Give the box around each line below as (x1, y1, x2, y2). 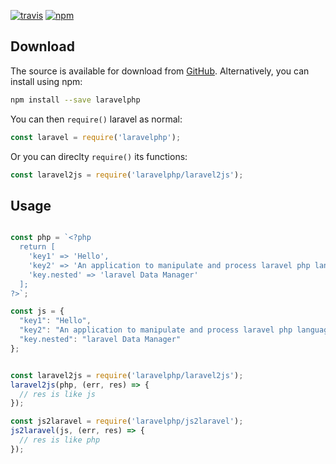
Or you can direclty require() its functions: (10, 150, 188, 162)
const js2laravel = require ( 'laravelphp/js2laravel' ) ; (10, 416, 244, 427)
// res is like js (19, 389, 97, 399)
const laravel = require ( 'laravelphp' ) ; (10, 132, 182, 142)
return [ (19, 242, 56, 252)
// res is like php (19, 435, 101, 445)
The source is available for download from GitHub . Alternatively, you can (10, 65, 310, 77)
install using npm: (10, 75, 83, 87)
